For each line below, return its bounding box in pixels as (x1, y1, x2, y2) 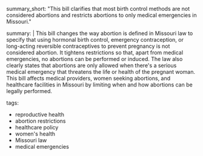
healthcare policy (15, 124, 59, 131)
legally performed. (6, 88, 53, 94)
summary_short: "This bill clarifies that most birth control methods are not (6, 5, 190, 12)
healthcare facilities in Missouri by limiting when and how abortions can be (6, 81, 193, 88)
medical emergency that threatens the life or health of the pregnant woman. (6, 68, 196, 75)
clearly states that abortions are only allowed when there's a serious (6, 62, 177, 69)
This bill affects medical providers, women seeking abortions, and (6, 75, 171, 82)
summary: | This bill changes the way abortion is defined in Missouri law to (6, 30, 193, 37)
